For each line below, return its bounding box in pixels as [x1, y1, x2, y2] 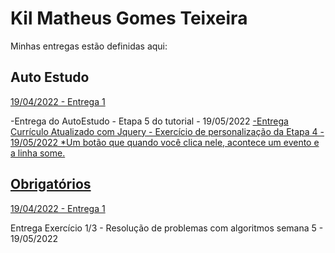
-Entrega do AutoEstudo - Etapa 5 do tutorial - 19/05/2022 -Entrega [10, 115, 289, 127]
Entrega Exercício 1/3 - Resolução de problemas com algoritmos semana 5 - [10, 222, 324, 234]
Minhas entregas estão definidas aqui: [10, 40, 168, 52]
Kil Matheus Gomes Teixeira [10, 7, 248, 30]
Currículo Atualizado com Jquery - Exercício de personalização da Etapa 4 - [10, 125, 325, 137]
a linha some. [10, 147, 66, 159]
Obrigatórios [10, 176, 92, 193]
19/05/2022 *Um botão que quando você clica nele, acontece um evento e [10, 136, 320, 148]
